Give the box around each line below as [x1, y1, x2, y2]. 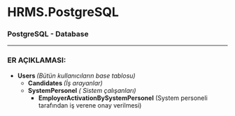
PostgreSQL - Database [7, 29, 89, 39]
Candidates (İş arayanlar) [27, 78, 103, 87]
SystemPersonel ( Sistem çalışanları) [27, 86, 136, 94]
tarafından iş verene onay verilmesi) [38, 101, 142, 109]
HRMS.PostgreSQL [7, 4, 119, 20]
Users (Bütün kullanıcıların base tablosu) [17, 71, 136, 80]
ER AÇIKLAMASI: [7, 55, 66, 65]
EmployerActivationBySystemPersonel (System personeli [38, 94, 208, 102]
